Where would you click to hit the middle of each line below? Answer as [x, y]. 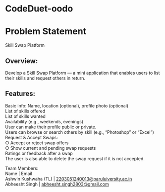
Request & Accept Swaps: [32, 137]
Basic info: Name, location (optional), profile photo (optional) [67, 105]
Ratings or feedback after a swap [39, 153]
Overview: [22, 61]
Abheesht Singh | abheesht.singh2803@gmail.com [57, 184]
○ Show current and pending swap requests [51, 148]
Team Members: [22, 168]
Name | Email [19, 173]
